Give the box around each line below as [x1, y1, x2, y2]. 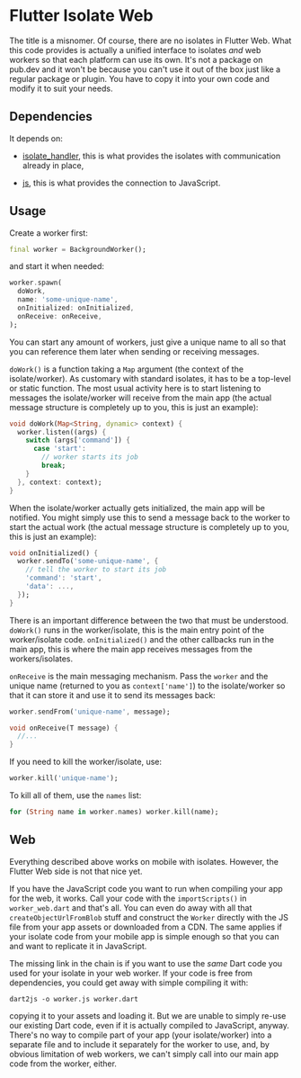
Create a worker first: [9, 227, 88, 238]
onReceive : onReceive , [17, 311, 102, 320]
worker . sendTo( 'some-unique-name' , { [17, 557, 159, 566]
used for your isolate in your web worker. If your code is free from [9, 967, 253, 978]
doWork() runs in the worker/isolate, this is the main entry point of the [9, 624, 265, 635]
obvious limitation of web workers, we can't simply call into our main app [9, 1048, 279, 1059]
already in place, [22, 159, 84, 171]
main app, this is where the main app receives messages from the [9, 643, 253, 654]
